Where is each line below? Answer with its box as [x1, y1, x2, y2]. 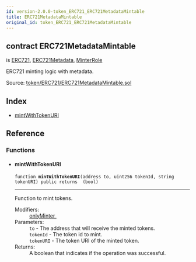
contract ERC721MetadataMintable [6, 41, 136, 51]
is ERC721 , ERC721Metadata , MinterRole [6, 57, 103, 64]
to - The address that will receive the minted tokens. [29, 225, 156, 232]
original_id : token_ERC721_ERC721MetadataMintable [6, 19, 132, 25]
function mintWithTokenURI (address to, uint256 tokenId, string [14, 174, 174, 180]
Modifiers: [14, 206, 40, 213]
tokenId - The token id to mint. [29, 230, 103, 237]
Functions [6, 146, 35, 154]
